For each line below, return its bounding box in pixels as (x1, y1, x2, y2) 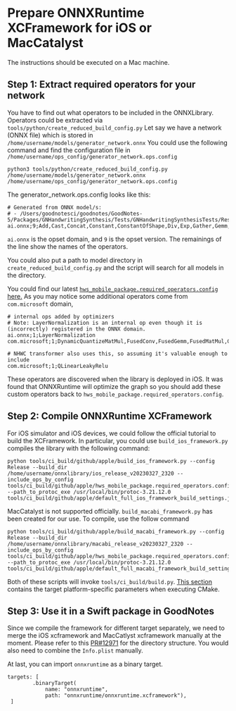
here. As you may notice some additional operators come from (7, 292, 188, 300)
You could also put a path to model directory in (7, 256, 143, 264)
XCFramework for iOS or (7, 20, 152, 36)
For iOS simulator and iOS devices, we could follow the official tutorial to (7, 428, 216, 438)
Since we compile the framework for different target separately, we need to (7, 624, 225, 632)
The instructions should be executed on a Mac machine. (7, 58, 170, 66)
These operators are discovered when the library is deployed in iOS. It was (7, 375, 223, 383)
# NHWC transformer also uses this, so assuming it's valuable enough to (7, 350, 228, 357)
